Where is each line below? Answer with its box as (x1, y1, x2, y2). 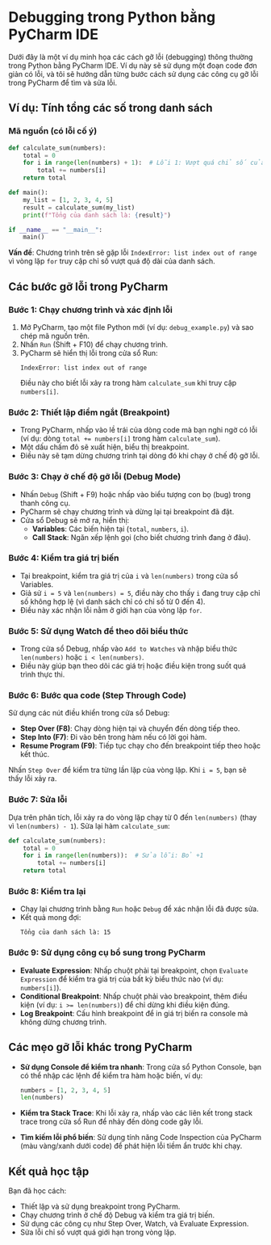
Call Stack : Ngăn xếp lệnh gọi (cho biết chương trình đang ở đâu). (31, 532, 252, 542)
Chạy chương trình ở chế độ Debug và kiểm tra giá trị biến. (19, 1210, 215, 1220)
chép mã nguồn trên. (19, 331, 90, 340)
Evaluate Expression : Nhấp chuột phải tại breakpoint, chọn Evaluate (19, 965, 248, 975)
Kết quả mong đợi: (19, 913, 81, 922)
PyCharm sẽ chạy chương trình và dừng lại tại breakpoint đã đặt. (19, 506, 235, 517)
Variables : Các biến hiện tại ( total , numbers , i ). (31, 524, 190, 534)
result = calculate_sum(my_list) (23, 203, 135, 212)
